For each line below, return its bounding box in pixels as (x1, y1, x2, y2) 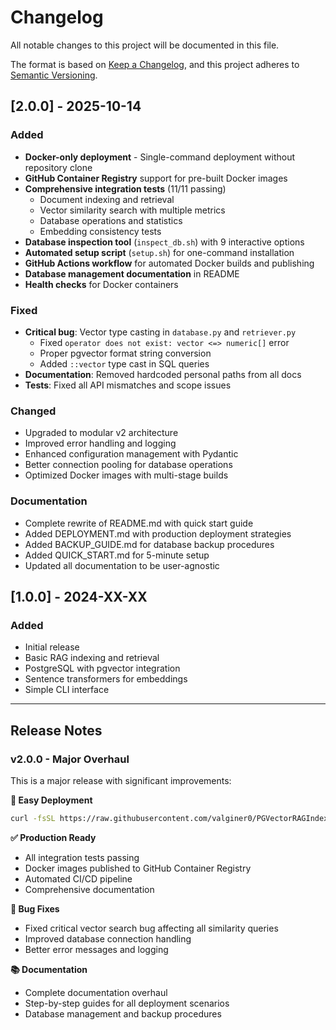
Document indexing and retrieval (39, 193, 175, 205)
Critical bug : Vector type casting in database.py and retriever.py (24, 326, 297, 338)
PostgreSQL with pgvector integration (24, 662, 181, 675)
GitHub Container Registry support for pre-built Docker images (24, 172, 288, 184)
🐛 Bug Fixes (10, 902, 60, 915)
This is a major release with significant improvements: (10, 774, 232, 786)
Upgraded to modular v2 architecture (24, 427, 179, 439)
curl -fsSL (10, 813, 56, 823)
